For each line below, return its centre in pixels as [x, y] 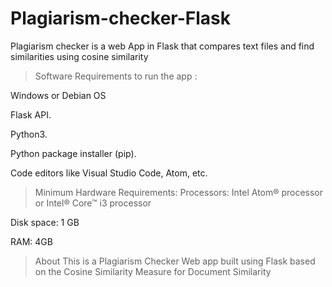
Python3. [29, 134]
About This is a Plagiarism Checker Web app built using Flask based [175, 261]
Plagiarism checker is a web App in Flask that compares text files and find [162, 46]
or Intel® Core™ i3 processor [93, 203]
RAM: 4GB [31, 241]
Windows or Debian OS [58, 95]
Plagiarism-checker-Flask [120, 18]
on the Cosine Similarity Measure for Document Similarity [153, 271]
